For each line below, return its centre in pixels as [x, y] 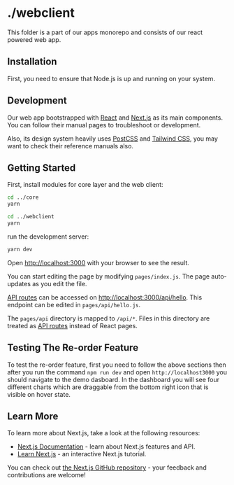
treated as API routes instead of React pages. [72, 325]
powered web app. [34, 39]
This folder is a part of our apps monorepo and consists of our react [105, 32]
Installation [32, 62]
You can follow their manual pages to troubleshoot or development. [104, 125]
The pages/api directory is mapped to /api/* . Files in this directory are [109, 318]
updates [19, 283]
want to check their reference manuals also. [71, 146]
